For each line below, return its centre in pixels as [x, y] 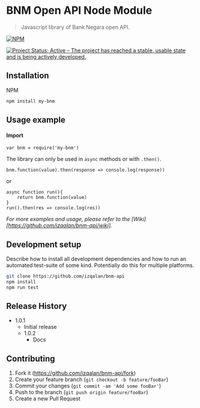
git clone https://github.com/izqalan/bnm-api [65, 276]
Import [15, 135]
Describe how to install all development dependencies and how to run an [96, 259]
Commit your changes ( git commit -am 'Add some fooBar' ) [88, 386]
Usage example [36, 120]
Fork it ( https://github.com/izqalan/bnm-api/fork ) [75, 373]
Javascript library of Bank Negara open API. [75, 27]
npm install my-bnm [31, 101]
